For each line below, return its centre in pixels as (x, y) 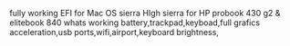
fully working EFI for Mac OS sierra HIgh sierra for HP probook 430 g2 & (145, 13)
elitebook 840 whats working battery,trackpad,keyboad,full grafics (135, 23)
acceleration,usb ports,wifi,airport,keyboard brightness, (114, 32)
